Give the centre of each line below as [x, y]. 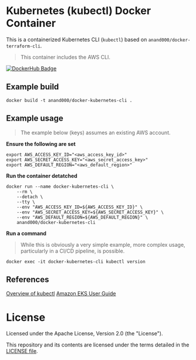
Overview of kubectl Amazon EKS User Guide [61, 294]
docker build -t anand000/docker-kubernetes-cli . [69, 100]
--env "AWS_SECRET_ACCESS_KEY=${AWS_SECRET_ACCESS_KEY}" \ [90, 212]
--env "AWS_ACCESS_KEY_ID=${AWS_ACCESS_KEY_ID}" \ [80, 207]
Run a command [26, 233]
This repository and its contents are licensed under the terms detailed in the [98, 345]
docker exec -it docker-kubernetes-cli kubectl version [76, 261]
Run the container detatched [42, 176]
